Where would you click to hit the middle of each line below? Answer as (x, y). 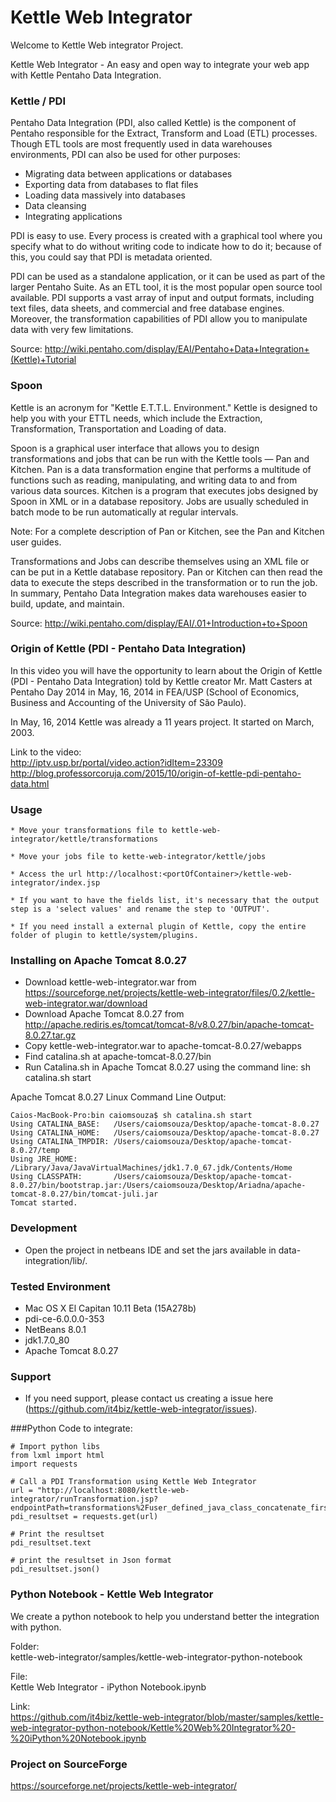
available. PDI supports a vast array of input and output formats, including (162, 298)
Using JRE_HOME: (44, 1159)
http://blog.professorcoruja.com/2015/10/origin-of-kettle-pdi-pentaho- (156, 773)
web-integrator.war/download (86, 1003)
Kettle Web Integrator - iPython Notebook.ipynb (108, 1687)
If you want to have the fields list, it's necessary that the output (169, 901)
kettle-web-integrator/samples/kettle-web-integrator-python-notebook (156, 1657)
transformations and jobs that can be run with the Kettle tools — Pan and (160, 458)
